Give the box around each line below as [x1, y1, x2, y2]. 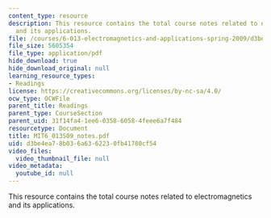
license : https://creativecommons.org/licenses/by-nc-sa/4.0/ [8, 86, 222, 95]
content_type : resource [8, 11, 89, 20]
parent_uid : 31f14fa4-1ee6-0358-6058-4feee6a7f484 [8, 117, 182, 125]
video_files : [8, 147, 52, 155]
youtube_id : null [15, 170, 74, 178]
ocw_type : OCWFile [8, 94, 70, 103]
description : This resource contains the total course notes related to [8, 19, 258, 27]
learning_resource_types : [8, 72, 95, 80]
